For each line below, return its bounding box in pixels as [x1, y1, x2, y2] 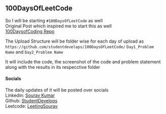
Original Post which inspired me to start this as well [5, 23, 112, 29]
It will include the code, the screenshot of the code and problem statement [5, 58, 161, 65]
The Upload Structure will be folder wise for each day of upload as [5, 38, 144, 44]
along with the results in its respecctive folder [5, 64, 100, 70]
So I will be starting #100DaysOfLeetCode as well [5, 17, 103, 23]
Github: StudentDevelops [5, 98, 58, 104]
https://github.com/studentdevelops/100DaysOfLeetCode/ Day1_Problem [5, 44, 154, 50]
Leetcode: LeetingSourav [5, 103, 58, 109]
